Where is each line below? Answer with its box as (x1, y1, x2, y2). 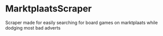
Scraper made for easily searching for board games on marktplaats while (5, 19, 158, 25)
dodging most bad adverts (5, 24, 61, 30)
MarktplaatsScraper (5, 3, 92, 14)
